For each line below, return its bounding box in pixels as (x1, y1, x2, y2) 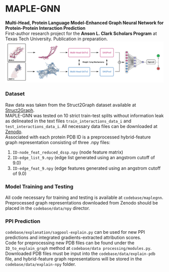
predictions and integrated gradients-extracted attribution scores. (5, 235, 142, 241)
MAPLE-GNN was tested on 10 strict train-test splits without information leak (5, 112, 164, 118)
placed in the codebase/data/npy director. (5, 205, 91, 211)
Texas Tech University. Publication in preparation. (5, 36, 108, 42)
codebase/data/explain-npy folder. (5, 261, 76, 267)
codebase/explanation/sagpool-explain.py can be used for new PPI (5, 229, 145, 235)
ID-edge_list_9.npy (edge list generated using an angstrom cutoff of (12, 154, 155, 160)
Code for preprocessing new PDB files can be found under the (5, 240, 135, 246)
